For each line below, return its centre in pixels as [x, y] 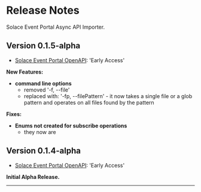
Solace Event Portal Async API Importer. [56, 27]
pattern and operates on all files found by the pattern [89, 102]
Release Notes [43, 10]
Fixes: [14, 114]
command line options [43, 83]
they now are [40, 132]
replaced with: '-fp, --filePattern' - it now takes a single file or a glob [108, 96]
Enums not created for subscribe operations [71, 126]
